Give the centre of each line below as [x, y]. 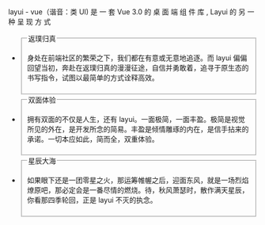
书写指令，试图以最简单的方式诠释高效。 [93, 78]
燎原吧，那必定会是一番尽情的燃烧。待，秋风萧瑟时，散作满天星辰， [138, 190]
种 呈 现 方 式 [30, 22]
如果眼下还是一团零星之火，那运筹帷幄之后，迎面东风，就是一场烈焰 [138, 181]
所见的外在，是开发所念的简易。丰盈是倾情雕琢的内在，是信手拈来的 [138, 129]
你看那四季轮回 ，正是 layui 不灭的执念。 [92, 200]
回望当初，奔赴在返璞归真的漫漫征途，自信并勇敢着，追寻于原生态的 [138, 67]
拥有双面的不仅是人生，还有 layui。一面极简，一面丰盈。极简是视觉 [136, 119]
